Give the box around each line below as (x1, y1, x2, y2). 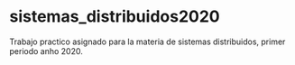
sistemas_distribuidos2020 (9, 6, 220, 27)
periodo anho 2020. (9, 45, 83, 56)
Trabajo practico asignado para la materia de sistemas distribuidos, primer (9, 36, 286, 47)
